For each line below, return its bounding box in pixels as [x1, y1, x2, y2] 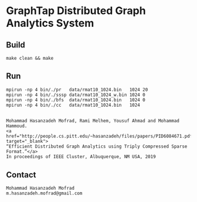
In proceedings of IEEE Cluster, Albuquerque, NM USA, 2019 [6, 154, 157, 160]
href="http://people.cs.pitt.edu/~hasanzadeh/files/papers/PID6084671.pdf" [6, 133, 195, 139]
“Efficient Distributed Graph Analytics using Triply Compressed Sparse [6, 143, 188, 150]
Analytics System [6, 16, 94, 30]
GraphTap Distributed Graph [6, 4, 146, 18]
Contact [6, 170, 36, 180]
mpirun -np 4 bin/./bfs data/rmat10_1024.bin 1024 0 [6, 97, 145, 103]
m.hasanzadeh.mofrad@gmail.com [6, 190, 83, 197]
